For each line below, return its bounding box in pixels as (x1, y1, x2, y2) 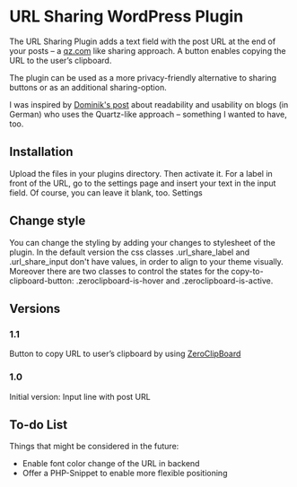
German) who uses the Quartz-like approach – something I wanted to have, (9, 109, 287, 119)
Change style (9, 213, 86, 229)
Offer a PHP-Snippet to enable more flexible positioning (22, 468, 228, 479)
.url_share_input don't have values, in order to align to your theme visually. (9, 256, 284, 266)
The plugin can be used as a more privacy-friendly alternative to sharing (9, 72, 276, 83)
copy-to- (231, 265, 264, 276)
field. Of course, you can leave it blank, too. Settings (9, 187, 204, 198)
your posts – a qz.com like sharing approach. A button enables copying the (9, 45, 286, 56)
